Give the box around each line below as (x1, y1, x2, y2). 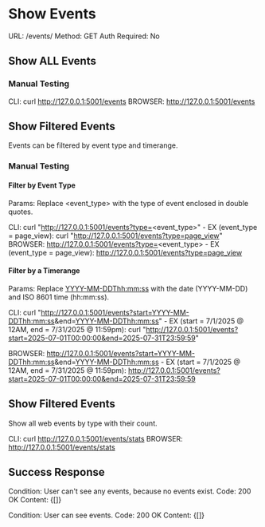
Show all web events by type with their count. (8, 418, 158, 428)
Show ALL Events (8, 54, 97, 68)
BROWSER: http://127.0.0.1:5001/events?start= (8, 348, 158, 358)
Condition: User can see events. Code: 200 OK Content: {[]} (8, 510, 205, 520)
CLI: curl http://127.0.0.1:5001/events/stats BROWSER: (8, 434, 183, 443)
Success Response (8, 465, 105, 479)
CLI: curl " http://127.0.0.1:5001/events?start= (8, 307, 153, 317)
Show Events (8, 5, 97, 23)
